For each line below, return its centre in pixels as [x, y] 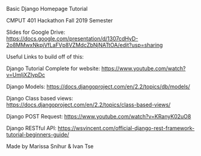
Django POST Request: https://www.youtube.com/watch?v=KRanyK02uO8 [99, 116]
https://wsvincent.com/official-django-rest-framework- [126, 128]
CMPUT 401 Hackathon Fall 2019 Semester [60, 20]
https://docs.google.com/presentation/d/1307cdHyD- [72, 38]
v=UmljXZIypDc [26, 75]
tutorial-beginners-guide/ [38, 135]
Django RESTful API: [32, 128]
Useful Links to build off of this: [45, 57]
